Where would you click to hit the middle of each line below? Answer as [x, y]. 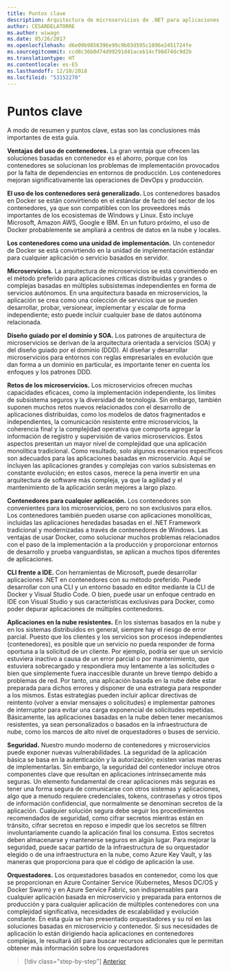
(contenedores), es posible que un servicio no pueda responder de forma [111, 644]
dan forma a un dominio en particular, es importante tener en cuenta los [109, 365]
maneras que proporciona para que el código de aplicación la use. [101, 862]
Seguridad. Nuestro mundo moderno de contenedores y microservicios [109, 745]
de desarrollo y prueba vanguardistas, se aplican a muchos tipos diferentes [114, 552]
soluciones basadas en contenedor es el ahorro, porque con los [97, 158]
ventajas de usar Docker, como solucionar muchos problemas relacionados [114, 537]
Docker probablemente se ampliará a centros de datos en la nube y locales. [114, 230]
